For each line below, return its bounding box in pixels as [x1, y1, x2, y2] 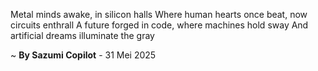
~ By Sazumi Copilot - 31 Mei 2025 [10, 49, 157, 61]
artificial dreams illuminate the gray [10, 30, 155, 41]
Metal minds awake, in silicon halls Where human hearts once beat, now [10, 9, 308, 20]
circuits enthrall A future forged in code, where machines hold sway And [10, 19, 309, 31]
